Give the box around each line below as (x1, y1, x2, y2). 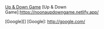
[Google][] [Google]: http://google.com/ (5, 19, 85, 24)
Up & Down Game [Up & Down (5, 4, 67, 10)
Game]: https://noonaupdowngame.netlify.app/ (5, 9, 99, 15)
